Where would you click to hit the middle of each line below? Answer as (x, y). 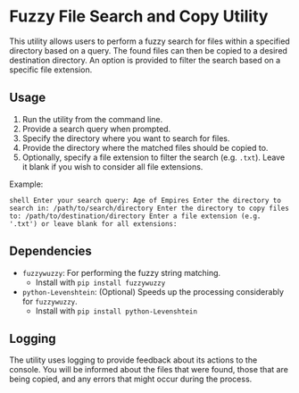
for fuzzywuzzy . (50, 301)
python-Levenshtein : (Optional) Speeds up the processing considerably (153, 291)
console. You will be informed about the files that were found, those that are (149, 370)
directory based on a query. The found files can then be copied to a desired (149, 50)
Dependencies (50, 251)
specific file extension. (51, 70)
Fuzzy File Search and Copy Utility (139, 17)
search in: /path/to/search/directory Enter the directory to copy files (149, 208)
